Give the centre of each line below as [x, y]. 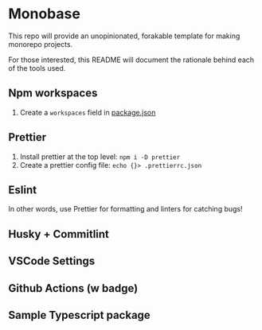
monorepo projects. [41, 44]
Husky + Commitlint [59, 234]
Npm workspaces [53, 93]
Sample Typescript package [80, 315]
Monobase [45, 14]
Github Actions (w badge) [73, 288]
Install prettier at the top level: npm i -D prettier [100, 157]
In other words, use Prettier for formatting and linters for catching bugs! [125, 209]
